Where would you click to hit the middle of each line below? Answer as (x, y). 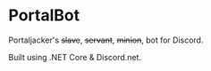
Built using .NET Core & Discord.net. (75, 57)
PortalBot (44, 16)
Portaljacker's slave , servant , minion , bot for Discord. (106, 40)
